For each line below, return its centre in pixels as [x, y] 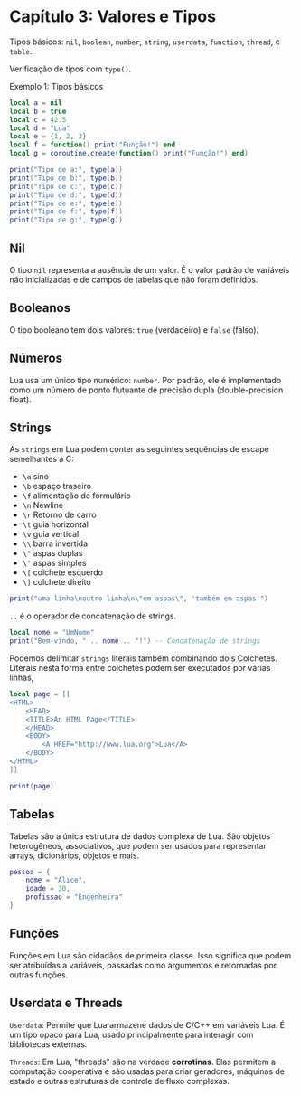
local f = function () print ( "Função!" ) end [93, 145]
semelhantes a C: [42, 459]
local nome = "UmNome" [52, 633]
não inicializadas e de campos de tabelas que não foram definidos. [134, 279]
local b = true [38, 111]
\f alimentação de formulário [76, 496]
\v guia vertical [51, 534]
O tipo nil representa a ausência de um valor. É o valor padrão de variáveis [150, 270]
